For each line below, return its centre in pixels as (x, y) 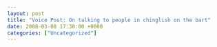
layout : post (26, 13)
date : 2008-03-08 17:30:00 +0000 (55, 26)
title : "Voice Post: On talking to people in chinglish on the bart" (109, 20)
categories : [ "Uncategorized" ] (52, 33)
